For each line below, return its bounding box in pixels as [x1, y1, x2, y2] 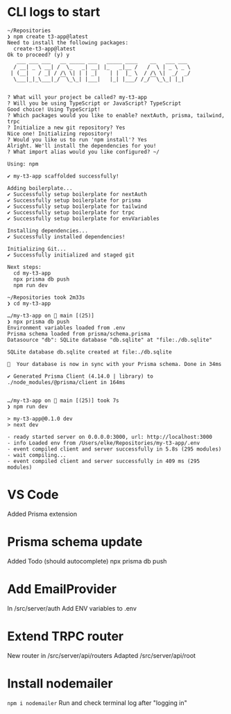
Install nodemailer [7, 675, 113, 691]
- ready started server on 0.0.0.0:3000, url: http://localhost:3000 [7, 433, 213, 440]
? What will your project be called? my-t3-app [7, 94, 148, 101]
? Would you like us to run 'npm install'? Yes [7, 136, 148, 143]
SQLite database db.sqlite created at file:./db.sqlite [7, 348, 172, 356]
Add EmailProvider [7, 582, 117, 597]
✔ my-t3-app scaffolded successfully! [7, 173, 119, 180]
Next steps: [7, 263, 42, 270]
